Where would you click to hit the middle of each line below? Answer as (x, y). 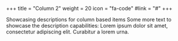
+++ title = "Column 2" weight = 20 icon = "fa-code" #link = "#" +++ (89, 8)
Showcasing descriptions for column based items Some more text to (89, 19)
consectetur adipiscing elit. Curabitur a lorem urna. (68, 32)
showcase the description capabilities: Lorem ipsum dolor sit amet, (87, 26)
